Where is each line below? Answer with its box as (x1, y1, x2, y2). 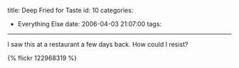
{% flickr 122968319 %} (7, 54, 77, 62)
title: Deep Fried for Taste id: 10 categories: (7, 6, 134, 14)
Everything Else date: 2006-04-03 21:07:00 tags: (17, 20, 162, 28)
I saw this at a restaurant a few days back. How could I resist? (7, 40, 188, 48)
